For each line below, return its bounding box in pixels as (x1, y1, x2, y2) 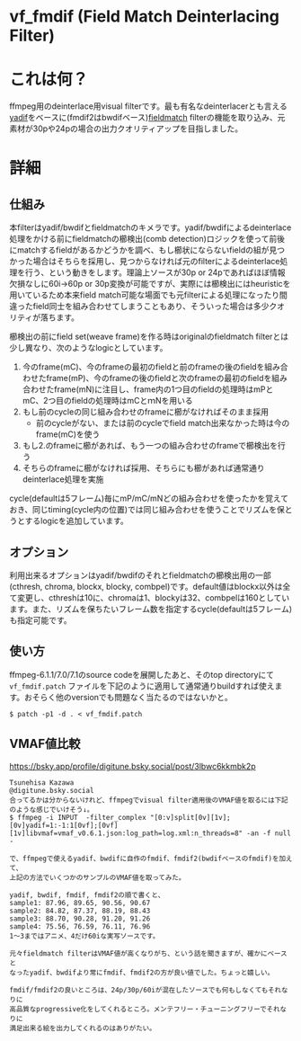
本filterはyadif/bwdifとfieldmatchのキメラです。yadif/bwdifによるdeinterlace (9, 222, 292, 233)
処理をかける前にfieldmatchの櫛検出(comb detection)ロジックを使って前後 (9, 234, 286, 245)
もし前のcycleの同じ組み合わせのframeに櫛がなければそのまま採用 (22, 406, 270, 417)
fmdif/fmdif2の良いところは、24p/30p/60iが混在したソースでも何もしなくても (9, 985, 269, 994)
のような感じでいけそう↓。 (9, 805, 94, 814)
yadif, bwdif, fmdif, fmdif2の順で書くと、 (9, 890, 165, 900)
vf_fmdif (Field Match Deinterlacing (9, 6, 280, 27)
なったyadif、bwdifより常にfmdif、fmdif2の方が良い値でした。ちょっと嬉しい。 (9, 968, 275, 977)
